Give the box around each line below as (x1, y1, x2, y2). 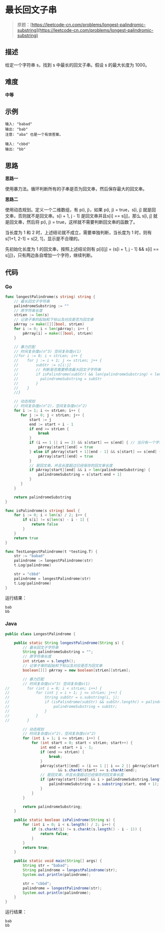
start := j (29, 417, 52, 422)
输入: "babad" (5, 121, 33, 127)
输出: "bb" (5, 147, 26, 152)
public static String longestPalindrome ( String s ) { (14, 640, 124, 645)
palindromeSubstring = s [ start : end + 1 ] (38, 472, 122, 477)
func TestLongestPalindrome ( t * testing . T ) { (5, 549, 98, 554)
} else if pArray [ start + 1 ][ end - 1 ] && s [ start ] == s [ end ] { (29, 449, 162, 454)
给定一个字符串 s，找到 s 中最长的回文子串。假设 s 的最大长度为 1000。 (5, 62, 150, 68)
